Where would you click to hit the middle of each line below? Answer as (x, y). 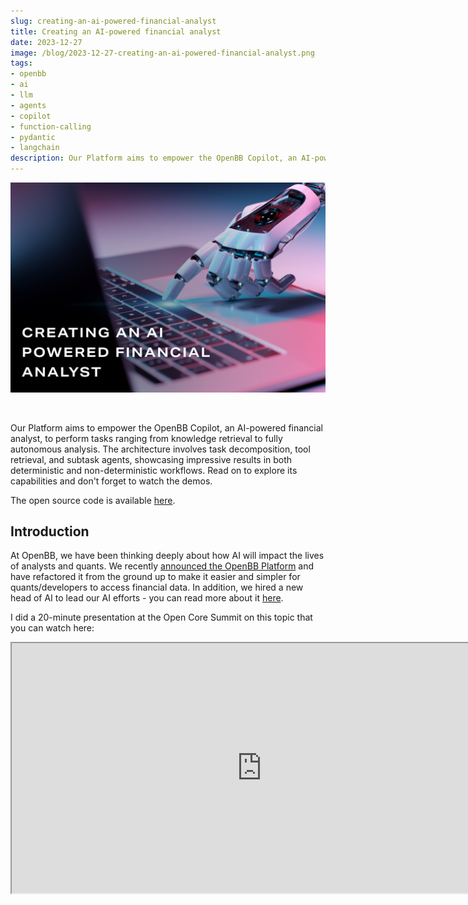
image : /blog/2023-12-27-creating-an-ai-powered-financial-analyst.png (162, 53)
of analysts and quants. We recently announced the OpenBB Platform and (162, 566)
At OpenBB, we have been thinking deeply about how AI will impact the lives (167, 556)
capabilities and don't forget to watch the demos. (111, 481)
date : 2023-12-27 (46, 42)
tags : (21, 63)
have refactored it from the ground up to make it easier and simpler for (155, 577)
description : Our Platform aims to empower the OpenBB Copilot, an (154, 158)
